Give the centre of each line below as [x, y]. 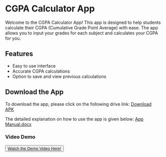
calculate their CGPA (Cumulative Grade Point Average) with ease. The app [82, 27]
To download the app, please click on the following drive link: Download [79, 104]
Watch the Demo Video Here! [34, 148]
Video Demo [20, 137]
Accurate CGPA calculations [41, 71]
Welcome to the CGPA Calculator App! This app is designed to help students [83, 22]
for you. [13, 38]
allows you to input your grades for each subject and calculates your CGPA [82, 33]
